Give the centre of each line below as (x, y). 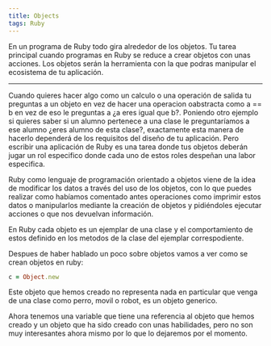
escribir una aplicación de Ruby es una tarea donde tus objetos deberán (128, 147)
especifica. (27, 164)
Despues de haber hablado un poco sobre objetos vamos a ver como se (128, 253)
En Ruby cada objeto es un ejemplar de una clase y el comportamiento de (131, 229)
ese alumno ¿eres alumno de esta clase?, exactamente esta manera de (126, 129)
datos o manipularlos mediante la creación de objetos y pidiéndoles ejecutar (135, 205)
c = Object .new (34, 277)
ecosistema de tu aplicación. (56, 72)
